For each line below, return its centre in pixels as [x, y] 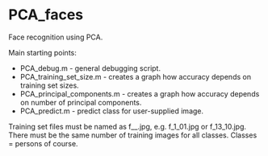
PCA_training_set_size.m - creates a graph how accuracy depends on [136, 76]
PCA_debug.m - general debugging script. [90, 68]
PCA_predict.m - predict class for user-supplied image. [112, 111]
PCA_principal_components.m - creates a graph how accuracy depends [140, 93]
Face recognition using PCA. [56, 37]
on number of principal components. [81, 102]
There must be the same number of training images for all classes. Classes [133, 135]
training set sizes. [49, 85]
